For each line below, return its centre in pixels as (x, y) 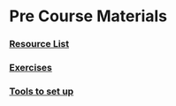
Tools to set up (42, 91)
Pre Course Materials (88, 16)
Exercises (31, 68)
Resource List (39, 44)
